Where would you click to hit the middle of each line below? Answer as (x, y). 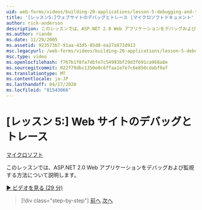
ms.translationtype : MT (36, 73)
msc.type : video (26, 57)
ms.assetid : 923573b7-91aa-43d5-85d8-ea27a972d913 (71, 46)
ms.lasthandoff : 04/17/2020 (41, 85)
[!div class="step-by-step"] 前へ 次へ (67, 200)
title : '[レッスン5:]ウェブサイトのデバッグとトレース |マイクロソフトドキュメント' (100, 17)
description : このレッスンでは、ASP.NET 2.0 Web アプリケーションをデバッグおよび (101, 29)
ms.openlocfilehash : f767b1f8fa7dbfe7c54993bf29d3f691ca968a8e (87, 62)
